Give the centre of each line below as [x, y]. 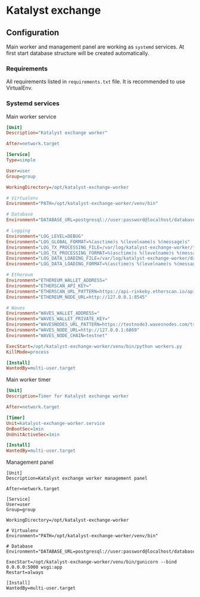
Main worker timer [29, 379]
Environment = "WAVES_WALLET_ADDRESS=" [53, 313]
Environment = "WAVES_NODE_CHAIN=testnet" [57, 335]
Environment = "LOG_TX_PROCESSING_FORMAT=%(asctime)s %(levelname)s [90, 253]
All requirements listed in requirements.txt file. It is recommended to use [96, 82]
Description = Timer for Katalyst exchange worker [68, 396]
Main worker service [31, 117]
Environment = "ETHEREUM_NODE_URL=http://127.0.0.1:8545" [77, 297]
